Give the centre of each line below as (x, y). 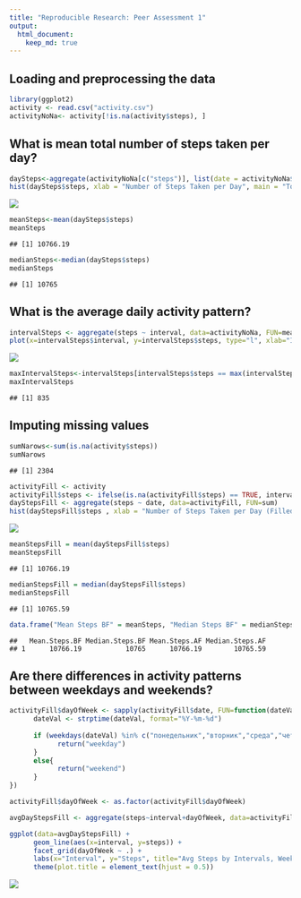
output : (24, 26)
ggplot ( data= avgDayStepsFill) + (69, 834)
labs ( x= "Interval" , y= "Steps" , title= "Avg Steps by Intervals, (154, 859)
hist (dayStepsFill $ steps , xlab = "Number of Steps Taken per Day (136, 511)
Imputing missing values (79, 426)
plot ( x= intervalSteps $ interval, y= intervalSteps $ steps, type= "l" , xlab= (148, 341)
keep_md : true (52, 43)
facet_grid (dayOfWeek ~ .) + (87, 851)
